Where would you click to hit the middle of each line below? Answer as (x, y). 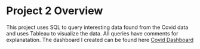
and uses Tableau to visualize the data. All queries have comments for (92, 33)
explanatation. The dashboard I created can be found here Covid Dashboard (100, 40)
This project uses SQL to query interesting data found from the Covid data (97, 27)
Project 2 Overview (55, 11)
